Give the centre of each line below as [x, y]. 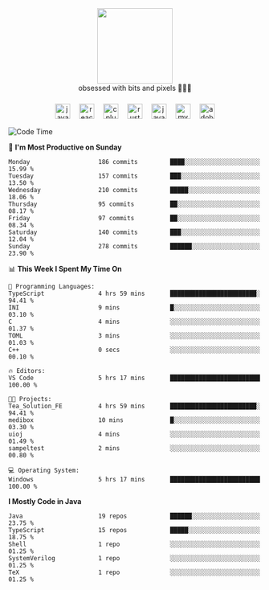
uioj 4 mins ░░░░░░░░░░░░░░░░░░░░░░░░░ [134, 434]
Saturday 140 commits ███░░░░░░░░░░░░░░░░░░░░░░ [134, 232]
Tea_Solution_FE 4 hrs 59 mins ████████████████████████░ [134, 406]
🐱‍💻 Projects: [30, 399]
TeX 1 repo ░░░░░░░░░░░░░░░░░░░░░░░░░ [134, 572]
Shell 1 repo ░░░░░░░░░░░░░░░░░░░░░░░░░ [134, 544]
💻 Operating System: [44, 470]
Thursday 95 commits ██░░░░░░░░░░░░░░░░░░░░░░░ [134, 204]
